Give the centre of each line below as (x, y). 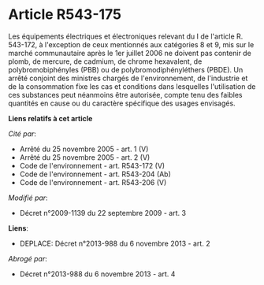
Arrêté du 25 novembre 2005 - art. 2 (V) (85, 157)
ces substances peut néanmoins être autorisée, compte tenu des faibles (125, 94)
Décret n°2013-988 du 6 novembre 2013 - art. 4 (97, 274)
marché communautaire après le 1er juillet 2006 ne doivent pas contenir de (130, 53)
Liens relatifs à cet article (50, 118)
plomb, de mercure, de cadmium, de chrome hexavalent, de (105, 61)
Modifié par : (28, 198)
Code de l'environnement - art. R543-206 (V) (93, 182)
